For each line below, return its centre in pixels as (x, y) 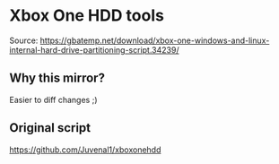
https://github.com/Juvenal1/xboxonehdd (85, 150)
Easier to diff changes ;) (53, 99)
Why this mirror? (57, 78)
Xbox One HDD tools (87, 16)
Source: (24, 40)
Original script (50, 128)
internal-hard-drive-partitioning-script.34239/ (94, 49)
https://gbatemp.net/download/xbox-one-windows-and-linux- (155, 40)
